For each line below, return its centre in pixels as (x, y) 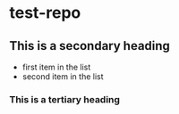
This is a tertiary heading (65, 99)
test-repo (45, 13)
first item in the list (56, 67)
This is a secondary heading (89, 46)
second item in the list (63, 77)
